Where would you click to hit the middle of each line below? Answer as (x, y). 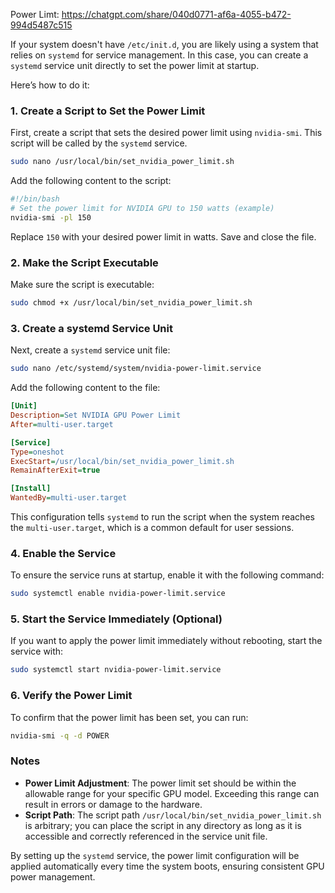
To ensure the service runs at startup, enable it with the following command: (167, 575)
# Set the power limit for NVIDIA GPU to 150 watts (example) (142, 209)
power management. (53, 876)
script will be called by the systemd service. (99, 143)
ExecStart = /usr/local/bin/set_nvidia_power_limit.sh (122, 461)
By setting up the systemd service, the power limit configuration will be (155, 855)
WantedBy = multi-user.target (69, 498)
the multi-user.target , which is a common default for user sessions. (152, 528)
